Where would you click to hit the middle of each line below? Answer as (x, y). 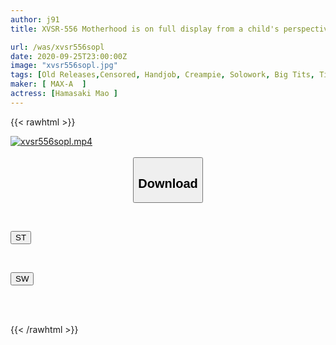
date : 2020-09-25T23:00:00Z (69, 56)
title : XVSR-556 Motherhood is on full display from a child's (145, 29)
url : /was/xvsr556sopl (57, 47)
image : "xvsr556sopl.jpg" (64, 66)
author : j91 (35, 19)
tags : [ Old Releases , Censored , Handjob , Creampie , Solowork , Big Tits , (162, 75)
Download (168, 183)
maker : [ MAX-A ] (48, 84)
